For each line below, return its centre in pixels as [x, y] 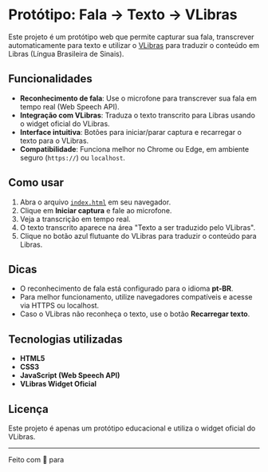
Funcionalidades [51, 79]
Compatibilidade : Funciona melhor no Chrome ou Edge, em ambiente [134, 149]
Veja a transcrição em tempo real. [75, 219]
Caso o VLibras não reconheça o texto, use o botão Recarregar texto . [135, 314]
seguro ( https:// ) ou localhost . [73, 157]
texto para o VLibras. [54, 141]
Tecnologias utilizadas [65, 339]
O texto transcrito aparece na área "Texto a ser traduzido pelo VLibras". [138, 227]
